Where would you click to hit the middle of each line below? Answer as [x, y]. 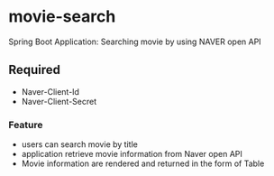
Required [34, 70]
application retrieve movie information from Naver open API [132, 154]
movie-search [62, 17]
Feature [26, 125]
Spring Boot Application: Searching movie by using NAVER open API [135, 42]
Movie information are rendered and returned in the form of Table [143, 163]
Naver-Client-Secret [59, 101]
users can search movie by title [80, 144]
